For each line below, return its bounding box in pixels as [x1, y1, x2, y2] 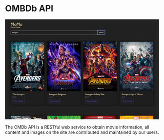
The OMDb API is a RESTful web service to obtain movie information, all [5, 124, 149, 130]
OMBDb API [5, 3, 54, 14]
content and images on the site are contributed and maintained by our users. [5, 129, 159, 135]
